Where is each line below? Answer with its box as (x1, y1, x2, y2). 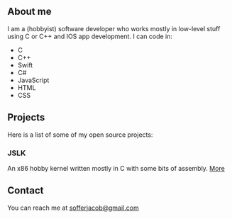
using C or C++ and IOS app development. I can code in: (7, 32, 172, 40)
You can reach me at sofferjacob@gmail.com (7, 203, 140, 212)
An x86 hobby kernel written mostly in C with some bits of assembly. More (7, 164, 225, 172)
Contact (7, 184, 44, 197)
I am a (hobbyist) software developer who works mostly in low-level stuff (7, 24, 221, 33)
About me (7, 6, 52, 18)
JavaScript (17, 76, 50, 84)
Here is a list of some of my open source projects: (7, 130, 153, 139)
